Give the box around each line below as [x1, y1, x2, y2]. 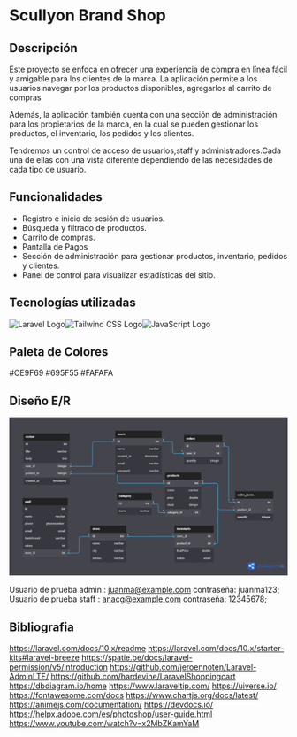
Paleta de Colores [9, 344, 109, 359]
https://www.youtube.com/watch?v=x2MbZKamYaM [9, 718, 200, 729]
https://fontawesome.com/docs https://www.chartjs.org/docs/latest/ [9, 690, 259, 701]
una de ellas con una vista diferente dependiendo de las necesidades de [9, 155, 274, 165]
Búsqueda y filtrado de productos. [21, 222, 148, 233]
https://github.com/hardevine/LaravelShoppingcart [50, 672, 236, 682]
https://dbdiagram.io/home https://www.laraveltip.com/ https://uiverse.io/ [9, 680, 277, 691]
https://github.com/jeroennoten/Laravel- [110, 662, 257, 672]
